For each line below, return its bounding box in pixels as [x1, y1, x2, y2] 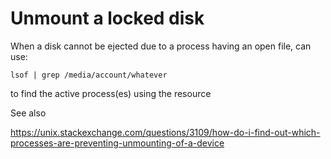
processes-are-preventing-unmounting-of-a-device [10, 137, 225, 149]
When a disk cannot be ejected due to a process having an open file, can [10, 40, 312, 52]
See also [10, 107, 47, 119]
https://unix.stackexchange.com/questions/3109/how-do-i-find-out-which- [10, 126, 321, 138]
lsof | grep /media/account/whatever [10, 70, 168, 80]
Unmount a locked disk [10, 7, 205, 30]
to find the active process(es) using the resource [10, 87, 212, 99]
